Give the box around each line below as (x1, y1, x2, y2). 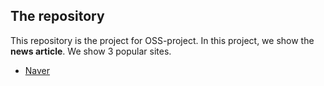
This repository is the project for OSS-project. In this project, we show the (10, 34, 315, 46)
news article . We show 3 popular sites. (10, 45, 172, 57)
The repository (10, 8, 105, 25)
